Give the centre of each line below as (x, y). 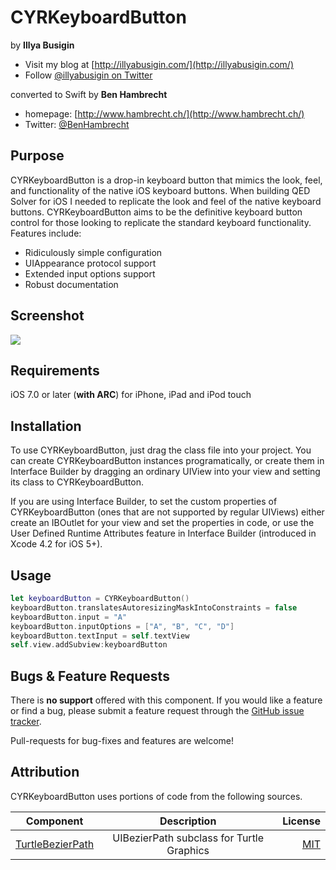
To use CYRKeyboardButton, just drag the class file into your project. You (161, 450)
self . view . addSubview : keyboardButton (89, 645)
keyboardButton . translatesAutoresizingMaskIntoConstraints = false (154, 607)
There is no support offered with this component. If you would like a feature (166, 700)
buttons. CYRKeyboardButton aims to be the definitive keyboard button (156, 212)
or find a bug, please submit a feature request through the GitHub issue (157, 711)
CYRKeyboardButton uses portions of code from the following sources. (156, 796)
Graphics (188, 850)
